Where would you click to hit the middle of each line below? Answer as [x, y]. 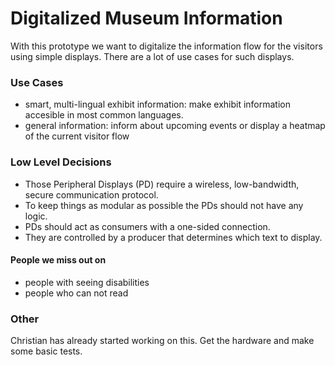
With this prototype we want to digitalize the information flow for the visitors [166, 46]
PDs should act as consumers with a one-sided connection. [147, 226]
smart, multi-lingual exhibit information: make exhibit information [158, 104]
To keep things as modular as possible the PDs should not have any [164, 205]
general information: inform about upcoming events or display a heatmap [175, 126]
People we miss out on [58, 260]
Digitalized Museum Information [146, 18]
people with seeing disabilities [87, 282]
